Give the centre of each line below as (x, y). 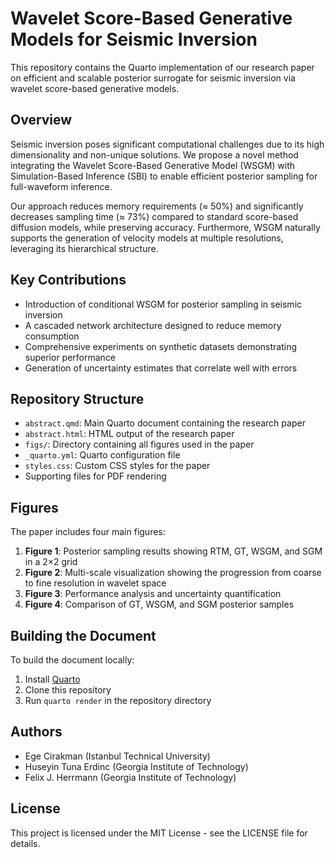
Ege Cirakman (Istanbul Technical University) (117, 756)
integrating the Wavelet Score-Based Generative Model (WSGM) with (153, 165)
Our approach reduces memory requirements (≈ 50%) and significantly (157, 206)
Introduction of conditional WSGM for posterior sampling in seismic (163, 304)
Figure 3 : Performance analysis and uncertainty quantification (153, 594)
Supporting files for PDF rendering (95, 476)
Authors (36, 732)
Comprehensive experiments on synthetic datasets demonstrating (161, 346)
